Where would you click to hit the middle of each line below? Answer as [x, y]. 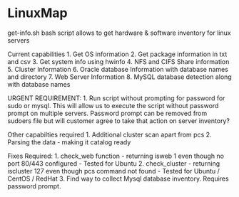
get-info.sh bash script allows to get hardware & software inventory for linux [119, 33]
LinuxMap [37, 13]
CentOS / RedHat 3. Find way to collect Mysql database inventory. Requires [118, 179]
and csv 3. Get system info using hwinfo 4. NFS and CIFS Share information [118, 61]
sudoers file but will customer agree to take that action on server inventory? [119, 121]
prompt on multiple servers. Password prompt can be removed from [107, 113]
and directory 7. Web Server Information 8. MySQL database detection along [119, 77]
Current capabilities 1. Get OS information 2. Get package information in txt [117, 54]
